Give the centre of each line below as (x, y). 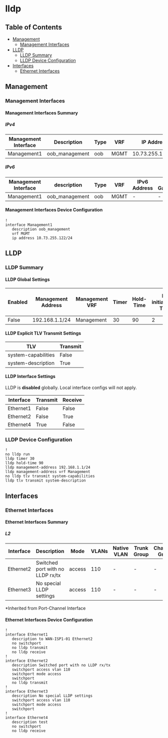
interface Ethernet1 (27, 635)
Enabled (18, 302)
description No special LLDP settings (52, 696)
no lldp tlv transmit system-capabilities (50, 476)
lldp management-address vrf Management (48, 472)
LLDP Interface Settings (30, 376)
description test (30, 722)
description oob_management (41, 229)
